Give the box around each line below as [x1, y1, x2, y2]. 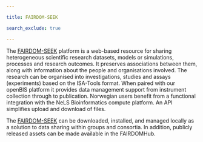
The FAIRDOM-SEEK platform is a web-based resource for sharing [6, 47, 172, 55]
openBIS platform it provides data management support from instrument [6, 86, 187, 93]
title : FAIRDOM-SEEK [6, 14, 59, 20]
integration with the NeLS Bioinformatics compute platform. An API [6, 98, 173, 106]
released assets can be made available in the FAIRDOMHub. [6, 130, 156, 137]
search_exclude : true [6, 25, 61, 31]
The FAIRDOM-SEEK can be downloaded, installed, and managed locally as [6, 117, 195, 124]
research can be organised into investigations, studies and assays [6, 73, 171, 80]
